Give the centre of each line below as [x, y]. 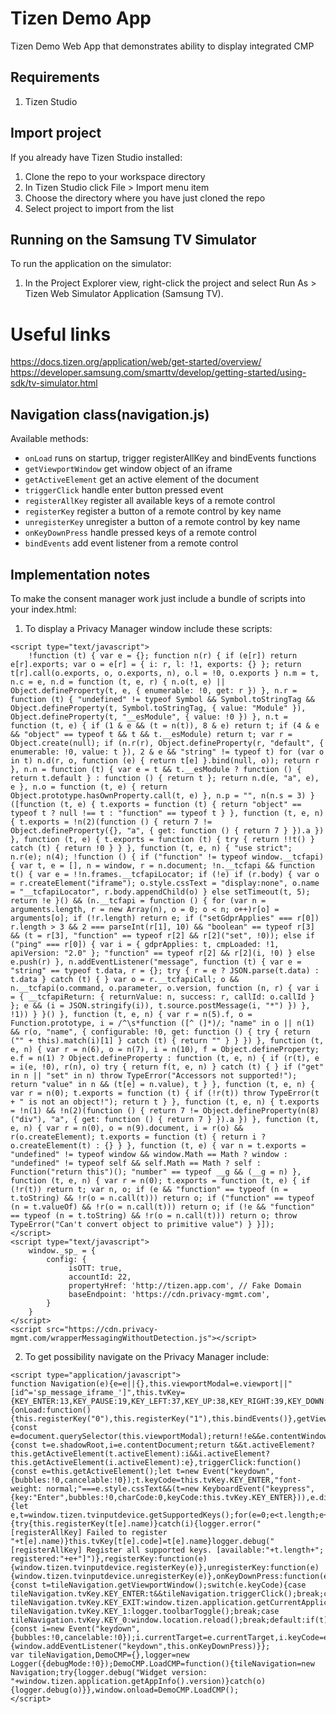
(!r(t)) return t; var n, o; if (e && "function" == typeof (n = [149, 1189]
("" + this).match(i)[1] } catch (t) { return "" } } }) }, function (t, [167, 1040]
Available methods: [49, 439]
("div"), [28, 1119]
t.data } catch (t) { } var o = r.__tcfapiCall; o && [125, 979]
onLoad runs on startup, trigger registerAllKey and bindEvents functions [170, 458]
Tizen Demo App [81, 18]
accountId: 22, [100, 1277]
